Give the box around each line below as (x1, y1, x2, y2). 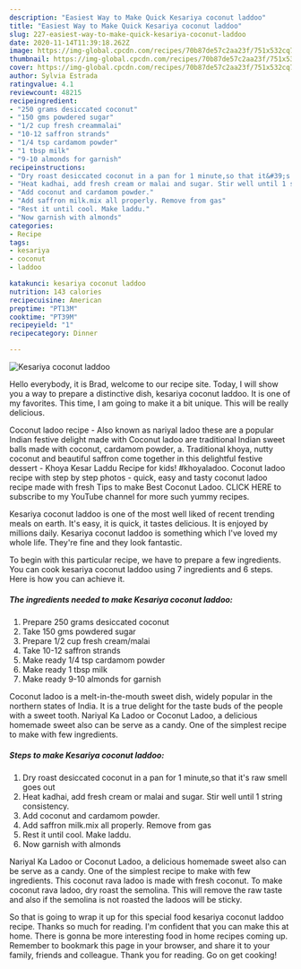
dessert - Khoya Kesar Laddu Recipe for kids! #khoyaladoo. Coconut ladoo (9, 463, 286, 473)
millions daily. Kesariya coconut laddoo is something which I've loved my (9, 527, 278, 538)
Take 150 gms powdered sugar (21, 626, 136, 637)
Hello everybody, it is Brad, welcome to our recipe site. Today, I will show (9, 379, 279, 390)
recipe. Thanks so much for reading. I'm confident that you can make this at (9, 921, 289, 931)
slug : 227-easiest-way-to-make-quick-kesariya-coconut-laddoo (9, 30, 246, 39)
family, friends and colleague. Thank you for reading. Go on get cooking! (9, 949, 278, 960)
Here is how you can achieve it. (9, 574, 125, 584)
